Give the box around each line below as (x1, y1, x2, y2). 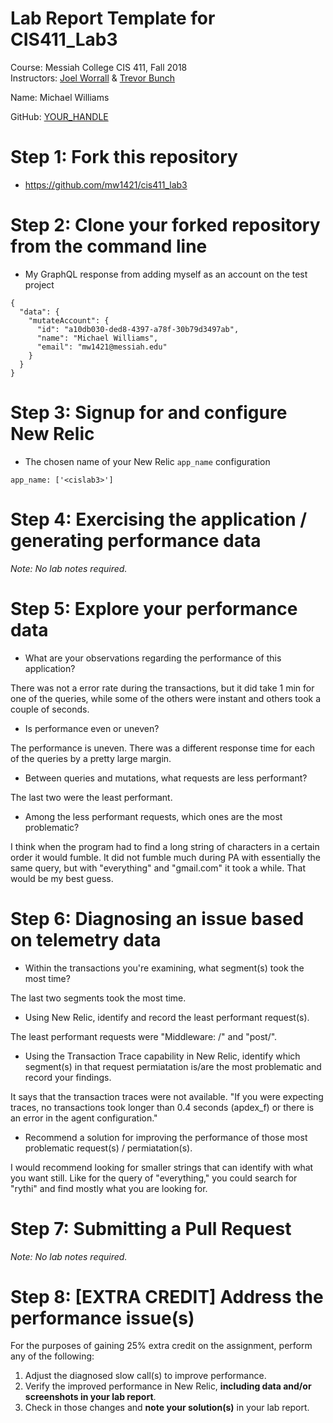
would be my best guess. (10, 872, 114, 884)
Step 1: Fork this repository (10, 146, 238, 169)
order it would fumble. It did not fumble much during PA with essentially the (10, 851, 322, 863)
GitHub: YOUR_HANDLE (10, 110, 109, 122)
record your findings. (24, 1071, 112, 1083)
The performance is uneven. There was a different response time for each (10, 742, 315, 754)
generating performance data (10, 529, 262, 552)
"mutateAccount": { (28, 315, 110, 326)
